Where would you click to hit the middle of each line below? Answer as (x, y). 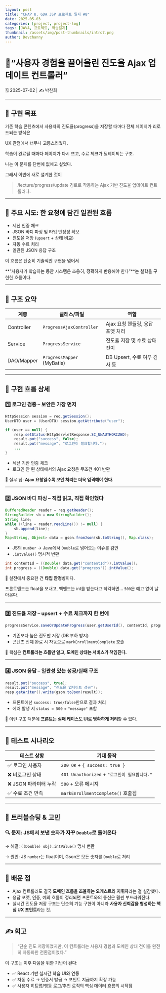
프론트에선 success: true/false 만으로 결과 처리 (59, 703)
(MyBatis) (54, 363)
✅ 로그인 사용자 (25, 765)
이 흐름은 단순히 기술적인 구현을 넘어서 (42, 261)
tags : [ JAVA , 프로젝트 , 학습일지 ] (37, 28)
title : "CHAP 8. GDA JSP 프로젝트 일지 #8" (47, 14)
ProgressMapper (60, 358)
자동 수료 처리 (25, 244)
